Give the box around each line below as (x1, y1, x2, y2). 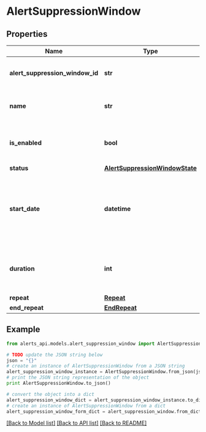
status (9, 164, 29, 172)
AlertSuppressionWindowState (104, 164, 197, 172)
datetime (104, 204, 131, 213)
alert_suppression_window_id (9, 69, 99, 77)
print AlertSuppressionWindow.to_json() (6, 380, 112, 387)
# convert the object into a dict (6, 391, 95, 397)
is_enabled (9, 139, 42, 147)
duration (9, 264, 35, 272)
